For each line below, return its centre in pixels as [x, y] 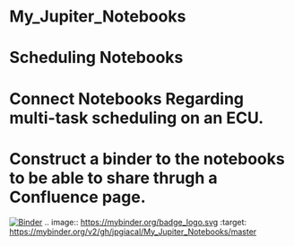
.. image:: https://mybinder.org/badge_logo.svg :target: [146, 222]
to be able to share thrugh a [113, 178]
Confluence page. [78, 197]
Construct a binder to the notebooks [147, 158]
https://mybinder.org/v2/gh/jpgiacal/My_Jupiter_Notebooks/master [133, 232]
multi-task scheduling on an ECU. [137, 118]
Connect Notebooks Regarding [127, 98]
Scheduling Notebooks [96, 58]
